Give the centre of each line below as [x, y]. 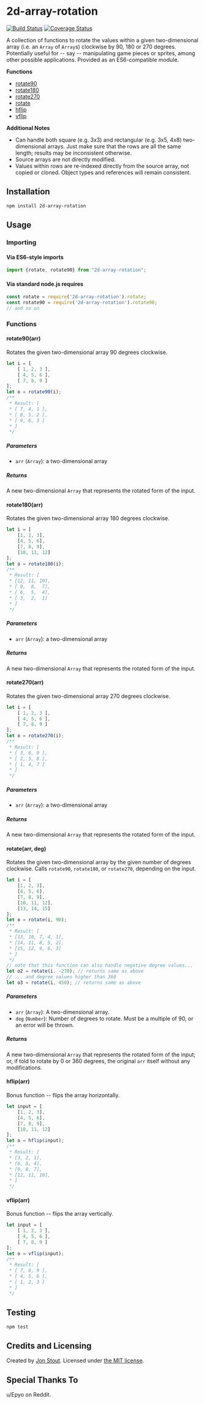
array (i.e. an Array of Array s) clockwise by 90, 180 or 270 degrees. [91, 47]
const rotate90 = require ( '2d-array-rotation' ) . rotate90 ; [82, 303]
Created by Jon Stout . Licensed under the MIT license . [75, 1360]
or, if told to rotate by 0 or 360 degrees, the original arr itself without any [98, 1061]
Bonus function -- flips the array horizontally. [63, 1095]
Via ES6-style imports [35, 257]
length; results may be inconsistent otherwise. [73, 153]
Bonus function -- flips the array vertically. [60, 1214]
